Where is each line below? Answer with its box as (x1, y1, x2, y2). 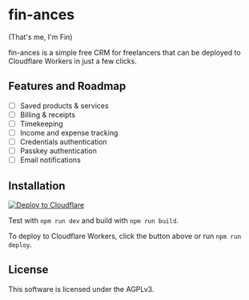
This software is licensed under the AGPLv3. (8, 284, 155, 294)
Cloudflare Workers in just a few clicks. (8, 56, 138, 66)
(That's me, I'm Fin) (8, 32, 73, 42)
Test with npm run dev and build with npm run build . (8, 216, 179, 225)
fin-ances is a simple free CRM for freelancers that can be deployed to (8, 47, 242, 57)
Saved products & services (19, 100, 110, 110)
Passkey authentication (19, 146, 98, 156)
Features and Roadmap (8, 79, 127, 93)
